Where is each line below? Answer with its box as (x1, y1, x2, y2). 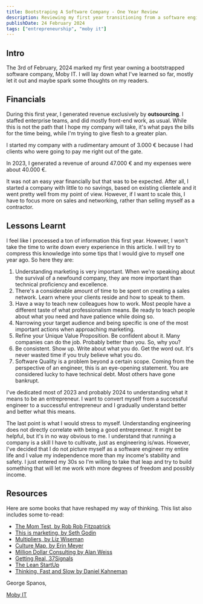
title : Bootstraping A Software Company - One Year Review (6, 8, 158, 15)
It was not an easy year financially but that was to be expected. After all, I (6, 178, 189, 185)
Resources (6, 489, 48, 499)
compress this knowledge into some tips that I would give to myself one (6, 249, 185, 257)
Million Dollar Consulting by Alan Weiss (14, 548, 113, 556)
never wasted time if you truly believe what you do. (14, 351, 143, 358)
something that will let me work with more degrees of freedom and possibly (6, 464, 195, 472)
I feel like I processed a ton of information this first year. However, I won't (6, 237, 188, 244)
